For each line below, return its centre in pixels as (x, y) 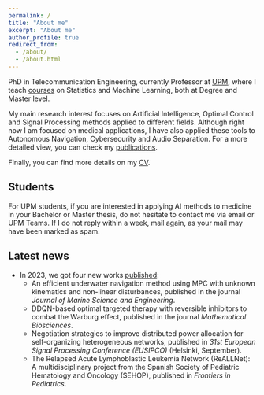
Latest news (39, 256)
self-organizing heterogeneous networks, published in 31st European (143, 341)
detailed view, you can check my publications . (83, 147)
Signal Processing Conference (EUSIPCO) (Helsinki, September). (136, 350)
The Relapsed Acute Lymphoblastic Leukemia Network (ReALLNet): (141, 358)
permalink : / (30, 15)
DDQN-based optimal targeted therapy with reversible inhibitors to (139, 308)
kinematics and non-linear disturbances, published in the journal (136, 291)
